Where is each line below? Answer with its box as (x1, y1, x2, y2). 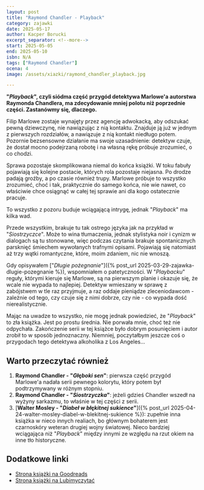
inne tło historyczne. (15, 437, 67, 444)
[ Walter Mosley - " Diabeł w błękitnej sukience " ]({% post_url (15, 404, 169, 412)
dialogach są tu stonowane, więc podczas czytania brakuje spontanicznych (6, 237, 196, 244)
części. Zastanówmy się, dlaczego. (6, 106, 97, 113)
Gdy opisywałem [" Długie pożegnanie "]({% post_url (6, 262, 137, 269)
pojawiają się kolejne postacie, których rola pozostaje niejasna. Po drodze (6, 168, 192, 176)
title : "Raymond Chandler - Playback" (6, 15, 105, 21)
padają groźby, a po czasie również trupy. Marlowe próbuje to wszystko (6, 174, 186, 182)
